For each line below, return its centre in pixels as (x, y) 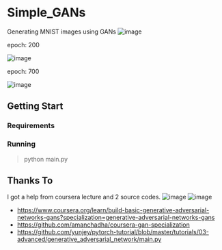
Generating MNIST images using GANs (61, 32)
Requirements (31, 126)
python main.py (46, 159)
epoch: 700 (23, 71)
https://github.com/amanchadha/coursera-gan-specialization (103, 225)
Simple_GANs (46, 13)
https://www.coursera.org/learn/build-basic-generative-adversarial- (113, 210)
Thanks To (30, 180)
